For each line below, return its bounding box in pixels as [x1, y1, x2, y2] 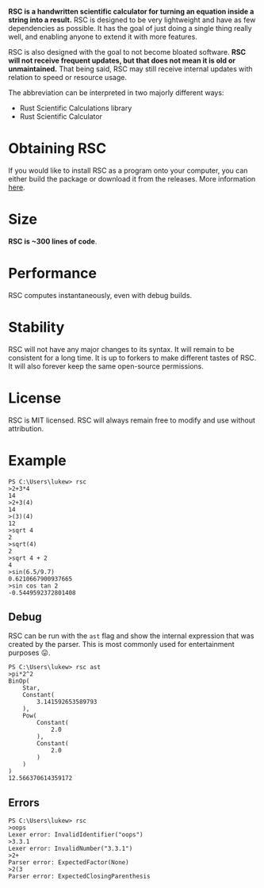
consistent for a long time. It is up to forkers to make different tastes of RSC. [8, 353, 257, 362]
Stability [8, 319, 65, 336]
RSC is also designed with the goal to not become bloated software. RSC [8, 48, 247, 56]
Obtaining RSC [8, 140, 107, 158]
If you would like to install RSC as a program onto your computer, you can [8, 166, 248, 175]
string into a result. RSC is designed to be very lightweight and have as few [8, 15, 256, 25]
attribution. [8, 423, 44, 433]
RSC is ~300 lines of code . [8, 236, 98, 246]
